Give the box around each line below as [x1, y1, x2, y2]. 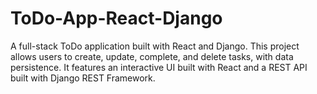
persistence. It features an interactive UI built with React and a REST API [10, 61, 308, 73]
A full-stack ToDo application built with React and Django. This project [10, 40, 300, 52]
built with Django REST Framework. [10, 72, 156, 84]
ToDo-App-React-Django [10, 7, 223, 30]
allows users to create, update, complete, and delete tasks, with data [10, 50, 294, 62]
